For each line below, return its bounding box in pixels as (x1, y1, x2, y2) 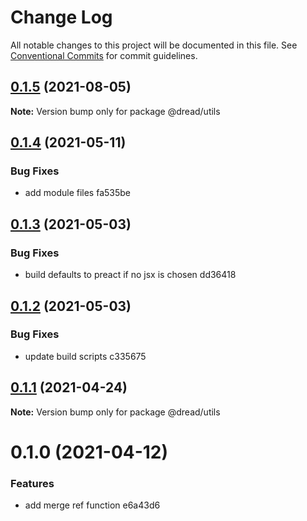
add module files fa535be (24, 187, 132, 199)
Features (10, 476, 55, 490)
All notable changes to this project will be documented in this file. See (10, 39, 298, 51)
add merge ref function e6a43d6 (24, 499, 161, 511)
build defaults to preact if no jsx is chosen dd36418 (24, 269, 237, 281)
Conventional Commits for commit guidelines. (10, 49, 198, 61)
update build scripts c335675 (24, 350, 147, 362)
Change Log (10, 6, 113, 29)
